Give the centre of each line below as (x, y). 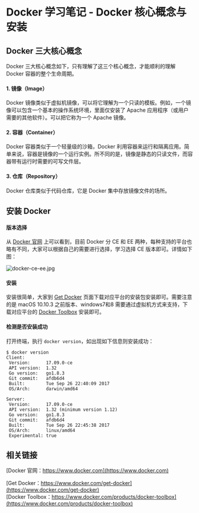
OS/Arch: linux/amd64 (42, 430)
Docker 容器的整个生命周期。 (42, 74)
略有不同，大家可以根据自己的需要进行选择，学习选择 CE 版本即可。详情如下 (99, 249)
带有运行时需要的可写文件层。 (47, 162)
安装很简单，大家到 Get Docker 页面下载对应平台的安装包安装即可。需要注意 (99, 297)
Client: (16, 357)
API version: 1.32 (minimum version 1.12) (63, 410)
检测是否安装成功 (27, 327)
